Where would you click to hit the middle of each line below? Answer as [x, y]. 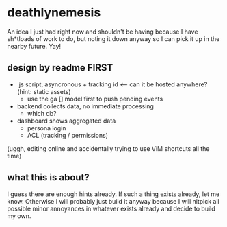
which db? [42, 113]
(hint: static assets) [44, 91]
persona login [46, 128]
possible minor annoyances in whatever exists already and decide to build [111, 208]
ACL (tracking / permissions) [67, 135]
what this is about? [49, 177]
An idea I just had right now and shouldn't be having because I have [103, 32]
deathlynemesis [54, 13]
